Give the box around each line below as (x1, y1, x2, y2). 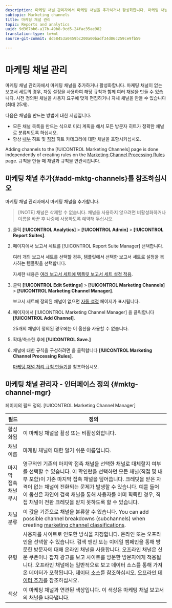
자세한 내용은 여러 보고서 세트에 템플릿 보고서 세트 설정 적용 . (12, 271, 133, 277)
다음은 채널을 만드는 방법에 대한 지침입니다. (5, 112, 92, 118)
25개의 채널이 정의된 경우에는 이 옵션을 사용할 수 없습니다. (12, 325, 129, 331)
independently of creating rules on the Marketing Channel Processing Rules (5, 152, 165, 158)
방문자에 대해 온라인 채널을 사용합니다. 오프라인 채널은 (33, 546, 157, 553)
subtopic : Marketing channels (5, 12, 70, 17)
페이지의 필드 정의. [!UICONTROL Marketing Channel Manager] (5, 403, 136, 409)
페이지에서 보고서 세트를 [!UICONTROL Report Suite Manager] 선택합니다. (12, 243, 164, 249)
